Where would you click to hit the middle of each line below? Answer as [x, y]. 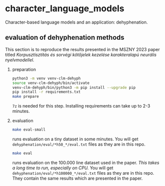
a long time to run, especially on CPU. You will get [63, 168]
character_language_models [65, 9]
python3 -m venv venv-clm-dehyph [46, 78]
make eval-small [29, 130]
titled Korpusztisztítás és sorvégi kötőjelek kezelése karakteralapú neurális [81, 54]
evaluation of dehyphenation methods [65, 38]
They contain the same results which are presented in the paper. [77, 178]
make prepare [26, 97]
